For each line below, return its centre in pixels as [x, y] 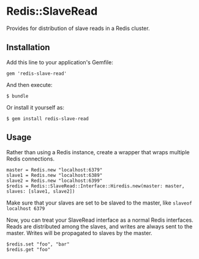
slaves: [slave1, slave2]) [41, 191]
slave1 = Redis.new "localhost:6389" [54, 175]
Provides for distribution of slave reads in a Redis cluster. [78, 28]
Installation [28, 47]
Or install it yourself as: [35, 107]
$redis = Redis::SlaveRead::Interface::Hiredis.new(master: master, [96, 186]
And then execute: [29, 84]
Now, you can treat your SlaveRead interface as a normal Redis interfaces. [100, 220]
